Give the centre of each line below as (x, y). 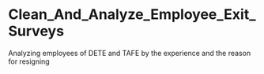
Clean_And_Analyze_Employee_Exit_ (132, 15)
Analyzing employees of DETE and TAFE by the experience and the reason (130, 53)
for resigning (29, 61)
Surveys (36, 31)
